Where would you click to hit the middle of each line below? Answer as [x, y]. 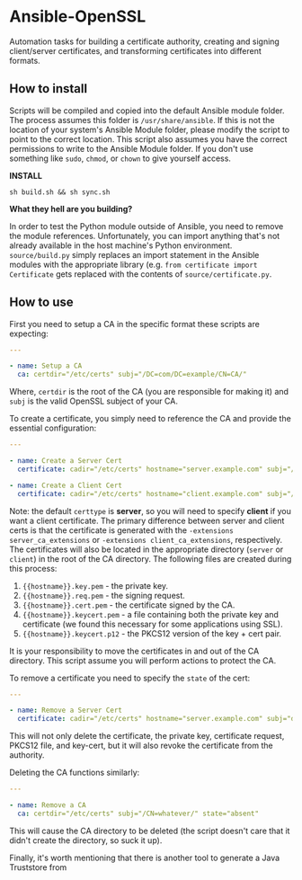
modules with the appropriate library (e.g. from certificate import [133, 264]
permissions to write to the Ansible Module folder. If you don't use [132, 148]
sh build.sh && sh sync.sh [60, 192]
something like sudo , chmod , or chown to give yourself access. [120, 158]
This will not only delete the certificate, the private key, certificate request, [147, 736]
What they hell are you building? [71, 209]
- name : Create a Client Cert [66, 485]
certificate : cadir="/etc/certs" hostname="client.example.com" [140, 493]
